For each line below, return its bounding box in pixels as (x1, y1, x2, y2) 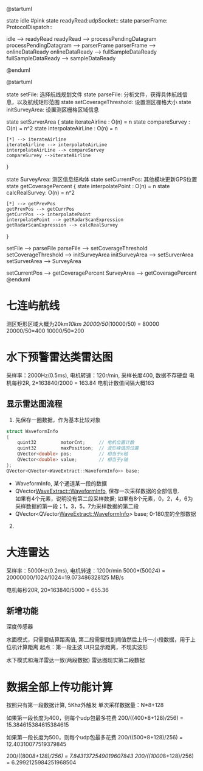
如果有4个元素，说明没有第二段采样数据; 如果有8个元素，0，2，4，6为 (15, 495, 193, 502)
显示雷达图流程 (6, 399, 63, 409)
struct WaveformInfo (6, 428, 59, 434)
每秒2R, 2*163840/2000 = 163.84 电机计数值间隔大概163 (11, 379, 154, 386)
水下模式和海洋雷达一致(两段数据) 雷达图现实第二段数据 (6, 657, 145, 664)
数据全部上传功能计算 (6, 680, 114, 694)
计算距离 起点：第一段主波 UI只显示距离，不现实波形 (16, 644, 148, 651)
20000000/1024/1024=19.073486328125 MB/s (6, 574, 125, 581)
